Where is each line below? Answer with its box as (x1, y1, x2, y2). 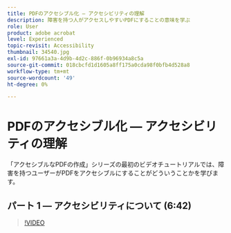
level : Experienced (7, 36, 64, 43)
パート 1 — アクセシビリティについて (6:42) (7, 200, 192, 212)
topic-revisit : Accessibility (7, 42, 95, 49)
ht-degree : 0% (7, 81, 48, 88)
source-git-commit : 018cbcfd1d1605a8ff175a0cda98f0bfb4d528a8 (7, 62, 190, 68)
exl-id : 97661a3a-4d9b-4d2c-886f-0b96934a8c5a (7, 55, 144, 62)
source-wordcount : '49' (7, 74, 76, 82)
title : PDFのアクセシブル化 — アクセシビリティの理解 (7, 10, 145, 17)
